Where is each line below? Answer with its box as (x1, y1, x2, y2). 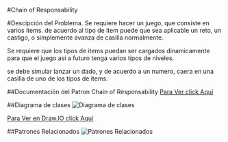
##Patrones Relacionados (7, 128, 80, 135)
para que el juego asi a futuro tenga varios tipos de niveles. (7, 54, 175, 62)
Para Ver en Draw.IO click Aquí (7, 114, 94, 122)
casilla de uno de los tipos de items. (7, 74, 108, 83)
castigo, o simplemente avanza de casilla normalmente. (7, 33, 164, 42)
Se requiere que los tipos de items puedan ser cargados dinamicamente (7, 47, 210, 55)
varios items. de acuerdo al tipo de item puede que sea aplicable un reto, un (7, 27, 222, 34)
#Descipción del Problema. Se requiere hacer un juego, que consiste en (7, 19, 210, 27)
